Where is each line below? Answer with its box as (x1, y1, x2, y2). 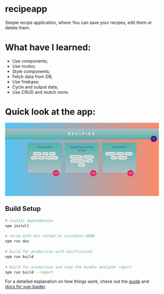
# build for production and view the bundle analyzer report (5, 265, 132, 270)
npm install (5, 223, 29, 228)
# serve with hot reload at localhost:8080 (5, 233, 95, 239)
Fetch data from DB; (12, 73, 53, 79)
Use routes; (12, 63, 36, 69)
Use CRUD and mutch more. (12, 89, 69, 95)
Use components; (12, 58, 48, 64)
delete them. (5, 24, 31, 30)
